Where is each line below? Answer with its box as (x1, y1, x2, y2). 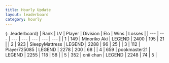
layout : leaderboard (5, 12, 49, 17)
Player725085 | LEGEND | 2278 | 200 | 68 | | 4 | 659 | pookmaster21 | (5, 46, 151, 53)
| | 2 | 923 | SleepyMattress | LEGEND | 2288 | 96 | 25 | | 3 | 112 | (5, 41, 141, 47)
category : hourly (5, 17, 42, 22)
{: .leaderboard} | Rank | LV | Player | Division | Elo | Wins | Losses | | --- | (5, 31, 159, 37)
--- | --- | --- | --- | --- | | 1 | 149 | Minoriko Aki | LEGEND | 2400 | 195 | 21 (11, 36, 164, 42)
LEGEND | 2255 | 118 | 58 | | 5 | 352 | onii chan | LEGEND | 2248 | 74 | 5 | (5, 52, 157, 58)
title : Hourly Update (5, 7, 51, 13)
